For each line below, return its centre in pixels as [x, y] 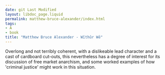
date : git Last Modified [31, 10]
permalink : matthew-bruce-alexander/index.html [55, 19]
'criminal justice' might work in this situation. [51, 67]
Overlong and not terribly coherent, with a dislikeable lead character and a [81, 51]
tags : [11, 23]
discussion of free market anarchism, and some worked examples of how [80, 62]
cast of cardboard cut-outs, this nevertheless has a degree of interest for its [82, 56]
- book [12, 33]
